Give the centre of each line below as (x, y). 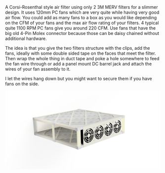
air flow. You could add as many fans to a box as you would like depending (81, 17)
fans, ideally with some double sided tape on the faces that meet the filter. (81, 53)
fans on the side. (22, 84)
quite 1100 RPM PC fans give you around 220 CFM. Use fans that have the (81, 28)
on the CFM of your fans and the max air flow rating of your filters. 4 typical (82, 23)
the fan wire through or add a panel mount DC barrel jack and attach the (79, 64)
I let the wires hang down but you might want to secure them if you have (79, 79)
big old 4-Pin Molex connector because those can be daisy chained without (82, 33)
